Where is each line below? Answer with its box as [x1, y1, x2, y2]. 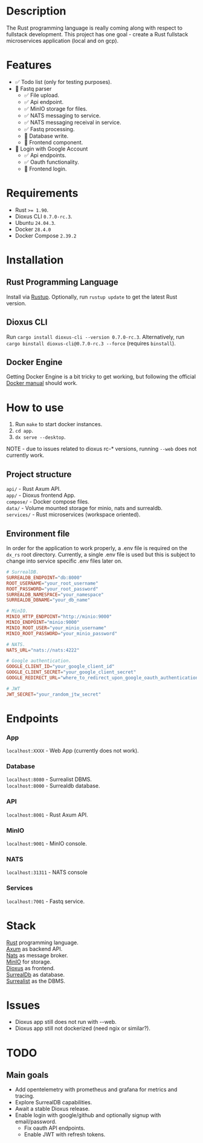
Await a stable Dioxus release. [14, 1105, 90, 1113]
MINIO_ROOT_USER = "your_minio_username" [6, 624, 107, 631]
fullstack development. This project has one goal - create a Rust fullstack [6, 30, 188, 37]
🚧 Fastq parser [14, 85, 52, 92]
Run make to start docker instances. [14, 421, 103, 428]
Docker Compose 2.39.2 [14, 232, 77, 239]
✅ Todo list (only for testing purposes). [14, 78, 112, 85]
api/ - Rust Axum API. [6, 485, 62, 493]
